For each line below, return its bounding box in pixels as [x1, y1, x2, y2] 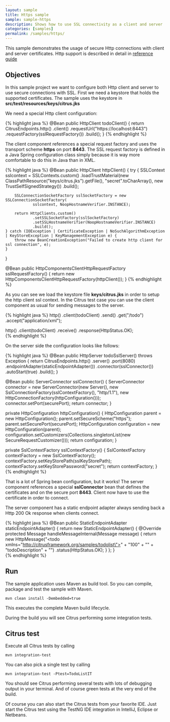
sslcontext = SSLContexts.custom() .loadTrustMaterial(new [5, 172, 129, 178]
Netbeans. [5, 712, 27, 718]
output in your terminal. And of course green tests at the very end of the [5, 686, 157, 692]
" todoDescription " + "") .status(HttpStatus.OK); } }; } [5, 547, 115, 553]
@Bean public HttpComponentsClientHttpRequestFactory [5, 265, 126, 271]
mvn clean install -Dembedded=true [5, 596, 81, 601]
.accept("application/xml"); [5, 317, 62, 323]
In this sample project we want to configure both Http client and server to [5, 84, 159, 90]
